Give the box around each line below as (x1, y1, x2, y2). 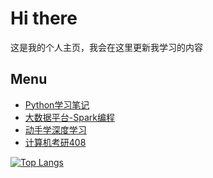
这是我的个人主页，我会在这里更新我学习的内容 (10, 41, 203, 53)
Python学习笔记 (24, 98, 90, 111)
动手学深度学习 (24, 123, 87, 136)
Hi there (10, 7, 78, 30)
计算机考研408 (24, 136, 87, 148)
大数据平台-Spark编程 (24, 111, 115, 123)
